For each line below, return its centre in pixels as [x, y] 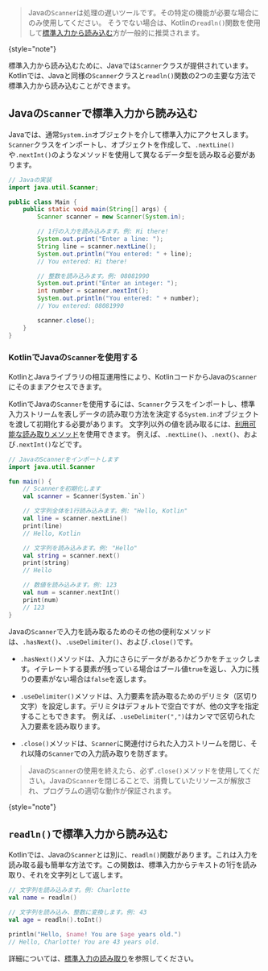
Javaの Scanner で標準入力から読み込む [103, 113]
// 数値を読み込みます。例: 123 [70, 585]
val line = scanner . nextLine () [75, 519]
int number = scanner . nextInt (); [93, 291]
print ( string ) [46, 563]
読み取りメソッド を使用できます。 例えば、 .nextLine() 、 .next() [130, 434]
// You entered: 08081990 [81, 306]
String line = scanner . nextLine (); [97, 246]
